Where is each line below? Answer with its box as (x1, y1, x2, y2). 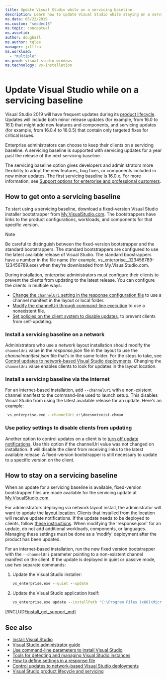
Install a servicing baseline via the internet (5, 376, 110, 383)
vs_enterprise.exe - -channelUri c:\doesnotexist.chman (7, 413, 123, 418)
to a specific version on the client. (5, 456, 75, 463)
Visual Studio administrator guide (12, 642, 81, 648)
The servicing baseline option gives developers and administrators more (5, 162, 153, 168)
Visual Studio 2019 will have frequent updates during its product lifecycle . (5, 112, 156, 117)
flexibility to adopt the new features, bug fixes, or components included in (5, 168, 157, 174)
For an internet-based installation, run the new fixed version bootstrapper (5, 546, 156, 552)
